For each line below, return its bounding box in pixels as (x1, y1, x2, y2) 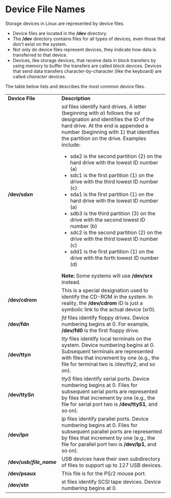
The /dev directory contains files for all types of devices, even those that (12, 36, 166, 42)
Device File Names (5, 4, 85, 15)
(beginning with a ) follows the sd (61, 109, 140, 116)
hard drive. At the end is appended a (61, 122, 149, 129)
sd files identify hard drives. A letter (61, 103, 147, 110)
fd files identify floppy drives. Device (61, 314, 149, 321)
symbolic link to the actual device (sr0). (61, 306, 156, 313)
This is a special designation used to (61, 286, 149, 294)
